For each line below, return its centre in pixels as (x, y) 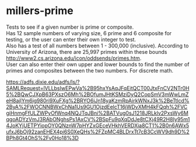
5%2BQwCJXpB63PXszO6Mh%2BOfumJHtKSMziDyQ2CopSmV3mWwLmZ (97, 94)
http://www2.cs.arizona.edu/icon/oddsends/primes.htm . (74, 58)
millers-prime (40, 11)
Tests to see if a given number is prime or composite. (70, 27)
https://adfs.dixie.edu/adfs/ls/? (43, 82)
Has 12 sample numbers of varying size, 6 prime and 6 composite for (89, 33)
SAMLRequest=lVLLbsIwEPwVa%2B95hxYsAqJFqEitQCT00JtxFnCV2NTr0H (98, 88)
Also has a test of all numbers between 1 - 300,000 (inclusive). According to (97, 46)
